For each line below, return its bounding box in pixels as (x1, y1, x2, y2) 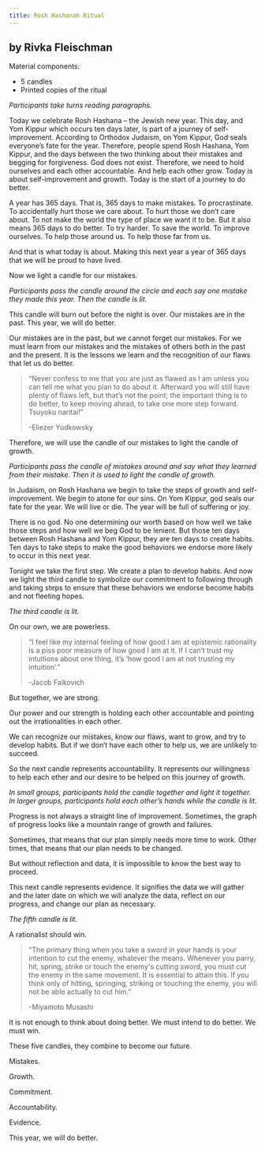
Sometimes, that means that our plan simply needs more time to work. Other (9, 835, 257, 845)
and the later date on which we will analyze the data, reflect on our (9, 891, 226, 901)
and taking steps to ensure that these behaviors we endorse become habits (9, 583, 255, 593)
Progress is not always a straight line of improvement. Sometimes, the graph (9, 811, 257, 821)
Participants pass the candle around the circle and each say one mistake (9, 286, 248, 296)
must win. (9, 1026, 41, 1036)
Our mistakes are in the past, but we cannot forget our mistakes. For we (9, 333, 242, 343)
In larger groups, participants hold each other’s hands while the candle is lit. (9, 796, 257, 806)
